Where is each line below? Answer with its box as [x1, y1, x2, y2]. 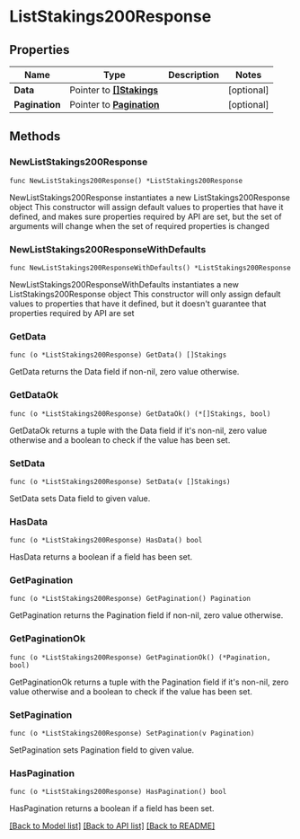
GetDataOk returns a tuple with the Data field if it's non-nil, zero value [9, 425, 268, 436]
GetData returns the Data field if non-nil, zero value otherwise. [9, 367, 240, 377]
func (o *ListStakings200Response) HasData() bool [9, 536, 203, 545]
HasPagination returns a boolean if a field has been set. [9, 803, 215, 814]
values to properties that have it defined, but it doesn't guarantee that [9, 298, 267, 309]
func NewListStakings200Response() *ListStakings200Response [9, 176, 243, 185]
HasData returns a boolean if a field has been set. [9, 552, 193, 562]
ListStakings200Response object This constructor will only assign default [9, 288, 281, 299]
